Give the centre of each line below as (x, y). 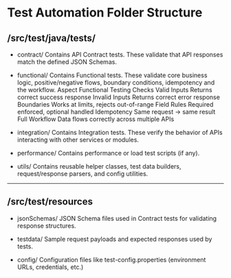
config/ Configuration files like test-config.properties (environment (111, 259)
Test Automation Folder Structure (105, 13)
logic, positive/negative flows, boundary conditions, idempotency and (116, 83)
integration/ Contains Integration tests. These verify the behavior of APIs (120, 132)
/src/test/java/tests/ (52, 38)
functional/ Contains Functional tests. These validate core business (112, 75)
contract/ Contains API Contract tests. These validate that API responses (120, 54)
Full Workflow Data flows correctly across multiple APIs (96, 119)
